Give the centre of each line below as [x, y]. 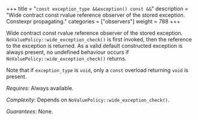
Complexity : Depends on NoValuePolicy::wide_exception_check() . [88, 100]
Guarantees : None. [30, 111]
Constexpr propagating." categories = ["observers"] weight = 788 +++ [93, 21]
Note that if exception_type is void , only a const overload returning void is [97, 70]
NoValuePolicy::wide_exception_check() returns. [67, 58]
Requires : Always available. [40, 88]
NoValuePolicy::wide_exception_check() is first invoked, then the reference [99, 39]
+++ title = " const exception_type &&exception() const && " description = [97, 9]
